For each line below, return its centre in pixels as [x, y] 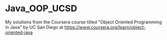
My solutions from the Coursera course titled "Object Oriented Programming [83, 22]
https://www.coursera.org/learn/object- [105, 27]
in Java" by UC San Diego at [34, 27]
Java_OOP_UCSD [41, 9]
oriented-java [19, 32]
